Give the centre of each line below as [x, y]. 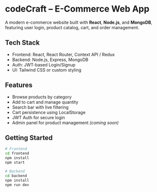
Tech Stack [22, 43]
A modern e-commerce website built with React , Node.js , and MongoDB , [79, 22]
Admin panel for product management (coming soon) [65, 123]
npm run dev [17, 185]
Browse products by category [42, 97]
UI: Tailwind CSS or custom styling [47, 70]
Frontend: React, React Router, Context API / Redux [63, 54]
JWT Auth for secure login [38, 117]
